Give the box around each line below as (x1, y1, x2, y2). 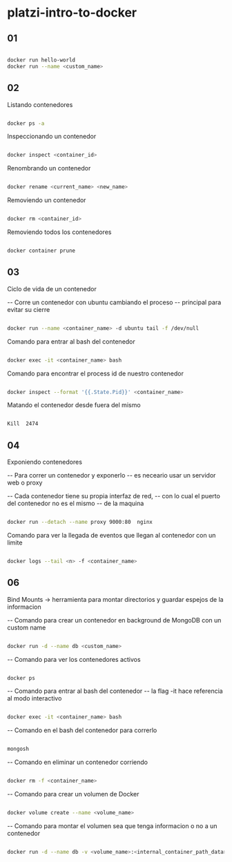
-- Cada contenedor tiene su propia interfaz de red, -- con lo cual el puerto (7, 492, 221, 500)
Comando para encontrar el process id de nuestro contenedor (7, 369, 184, 378)
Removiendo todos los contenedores (7, 228, 112, 236)
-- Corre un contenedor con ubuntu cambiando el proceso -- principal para (7, 298, 222, 306)
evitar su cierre (7, 305, 50, 313)
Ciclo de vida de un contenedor (7, 284, 97, 293)
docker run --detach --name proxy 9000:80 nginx (7, 519, 153, 526)
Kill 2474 (7, 420, 39, 427)
